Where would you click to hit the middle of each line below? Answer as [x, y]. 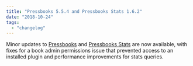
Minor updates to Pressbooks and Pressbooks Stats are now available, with [96, 44]
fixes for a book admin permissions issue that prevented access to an [90, 51]
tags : [13, 22]
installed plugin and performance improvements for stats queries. [85, 57]
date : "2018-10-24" [30, 17]
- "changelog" [28, 28]
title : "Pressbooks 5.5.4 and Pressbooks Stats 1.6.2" [74, 11]
